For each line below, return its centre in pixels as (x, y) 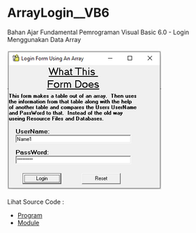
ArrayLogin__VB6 (59, 13)
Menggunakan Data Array (44, 39)
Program (30, 215)
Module (28, 223)
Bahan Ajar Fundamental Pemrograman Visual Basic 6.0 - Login (98, 32)
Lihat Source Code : (36, 202)
